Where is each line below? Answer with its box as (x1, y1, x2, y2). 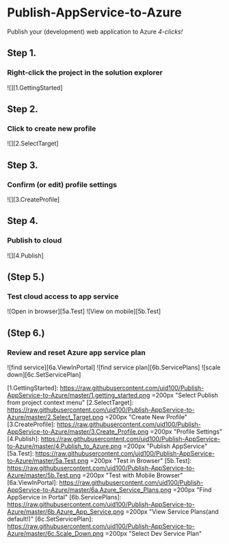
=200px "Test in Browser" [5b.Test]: (90, 457, 192, 465)
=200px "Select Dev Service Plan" (105, 530, 202, 538)
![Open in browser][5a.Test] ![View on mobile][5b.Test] (7, 307, 161, 316)
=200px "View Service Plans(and (125, 508, 219, 516)
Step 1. (7, 47, 37, 59)
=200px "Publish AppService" (122, 442, 208, 450)
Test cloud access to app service (7, 292, 119, 301)
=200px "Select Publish (151, 391, 219, 399)
